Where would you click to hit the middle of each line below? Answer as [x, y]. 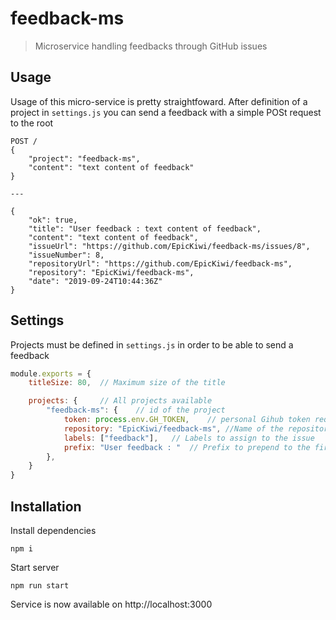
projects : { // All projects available [120, 401]
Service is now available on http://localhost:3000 [111, 604]
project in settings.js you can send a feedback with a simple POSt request [166, 112]
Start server [35, 567]
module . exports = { [51, 373]
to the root [32, 123]
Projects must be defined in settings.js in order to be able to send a [152, 344]
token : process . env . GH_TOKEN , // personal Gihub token [187, 420]
